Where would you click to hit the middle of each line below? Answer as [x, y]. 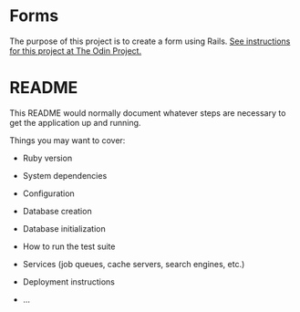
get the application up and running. [75, 122]
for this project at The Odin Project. [76, 50]
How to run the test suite [69, 246]
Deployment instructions [69, 281]
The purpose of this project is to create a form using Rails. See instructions [150, 41]
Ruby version [47, 158]
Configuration [48, 193]
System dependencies [65, 175]
